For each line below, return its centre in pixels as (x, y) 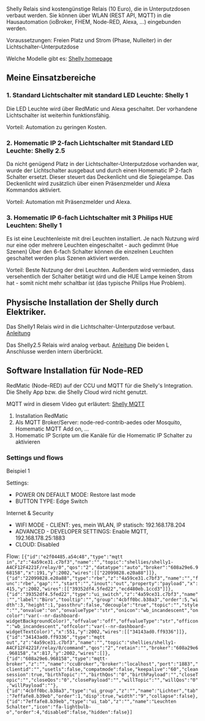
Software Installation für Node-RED (75, 371)
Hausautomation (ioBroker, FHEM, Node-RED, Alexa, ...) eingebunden (94, 22)
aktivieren (28, 442)
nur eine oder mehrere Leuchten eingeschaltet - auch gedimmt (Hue (92, 245)
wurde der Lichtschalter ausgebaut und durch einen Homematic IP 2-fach (99, 170)
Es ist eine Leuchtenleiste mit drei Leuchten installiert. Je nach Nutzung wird (103, 239)
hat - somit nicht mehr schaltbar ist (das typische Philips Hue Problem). (96, 283)
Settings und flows (35, 458)
